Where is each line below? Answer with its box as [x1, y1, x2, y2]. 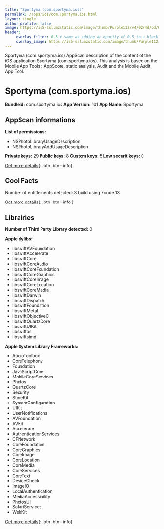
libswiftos [12, 329, 32, 335]
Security [12, 389, 29, 395]
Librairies [5, 213, 35, 222]
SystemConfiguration [12, 400, 55, 406]
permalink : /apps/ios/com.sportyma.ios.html [5, 12, 97, 17]
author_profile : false [5, 21, 51, 26]
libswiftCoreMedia [12, 287, 49, 293]
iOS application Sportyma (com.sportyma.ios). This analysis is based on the [5, 57, 158, 64]
